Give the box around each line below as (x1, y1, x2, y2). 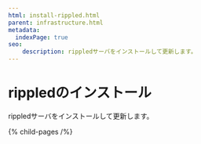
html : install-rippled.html (8, 11, 100, 20)
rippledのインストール (8, 84, 152, 102)
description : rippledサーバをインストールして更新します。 (22, 48, 197, 56)
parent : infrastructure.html (8, 19, 104, 27)
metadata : (8, 26, 41, 34)
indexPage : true (15, 33, 68, 41)
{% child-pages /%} (8, 127, 73, 136)
